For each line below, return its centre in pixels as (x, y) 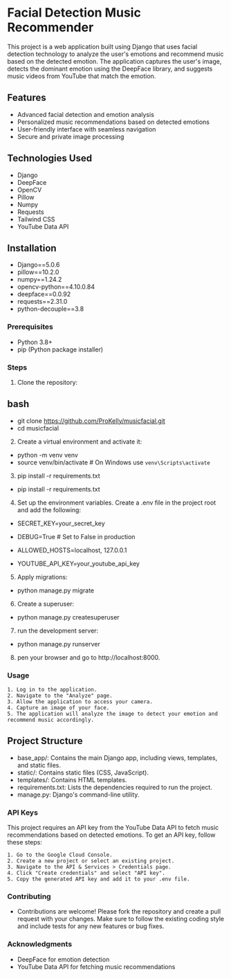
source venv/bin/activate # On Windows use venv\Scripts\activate (114, 462)
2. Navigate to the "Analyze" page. (60, 696)
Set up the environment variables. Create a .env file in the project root (117, 502)
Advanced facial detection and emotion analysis (85, 114)
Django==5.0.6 (38, 265)
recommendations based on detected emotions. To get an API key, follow (111, 835)
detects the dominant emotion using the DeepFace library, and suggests (110, 69)
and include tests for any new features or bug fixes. (91, 926)
